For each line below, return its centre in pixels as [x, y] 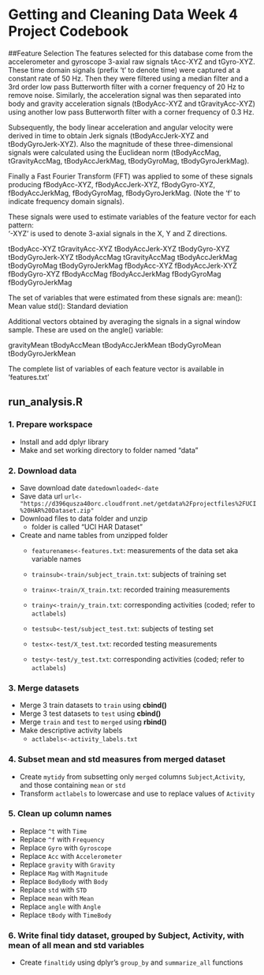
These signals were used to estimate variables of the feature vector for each [132, 216]
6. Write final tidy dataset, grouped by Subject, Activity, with [126, 935]
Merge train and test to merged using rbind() [93, 722]
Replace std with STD [53, 890]
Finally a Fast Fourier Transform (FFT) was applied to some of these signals [131, 176]
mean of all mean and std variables [76, 945]
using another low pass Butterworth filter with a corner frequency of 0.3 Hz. [131, 111]
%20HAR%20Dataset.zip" [57, 510]
